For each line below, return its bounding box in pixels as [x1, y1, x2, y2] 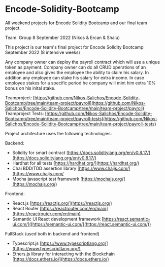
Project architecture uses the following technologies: [5, 130, 112, 136]
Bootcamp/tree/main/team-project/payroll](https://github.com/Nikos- [5, 100, 146, 106]
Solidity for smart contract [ [12, 150, 68, 155]
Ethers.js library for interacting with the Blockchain [12, 251, 115, 257]
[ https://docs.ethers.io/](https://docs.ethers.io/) [12, 256, 109, 262]
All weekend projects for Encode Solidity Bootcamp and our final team [5, 20, 148, 26]
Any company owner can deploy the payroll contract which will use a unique [5, 59, 160, 65]
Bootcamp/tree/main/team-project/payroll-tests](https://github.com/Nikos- [5, 115, 158, 121]
